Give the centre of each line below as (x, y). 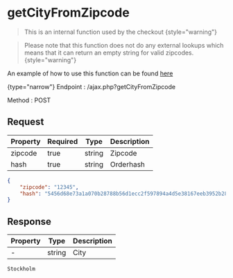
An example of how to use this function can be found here (90, 73)
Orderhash (128, 164)
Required (63, 141)
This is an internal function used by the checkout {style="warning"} (120, 32)
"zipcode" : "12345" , (49, 187)
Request (26, 122)
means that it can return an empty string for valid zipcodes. (109, 53)
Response (29, 222)
